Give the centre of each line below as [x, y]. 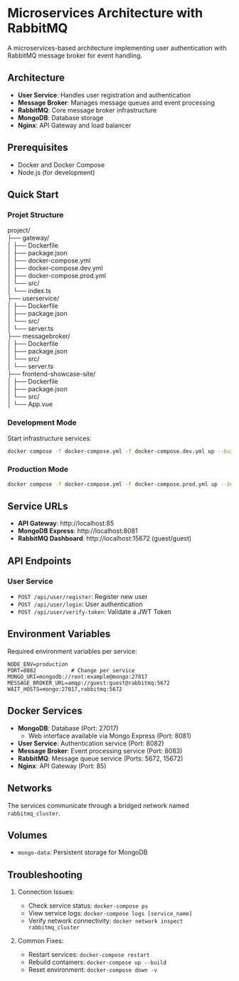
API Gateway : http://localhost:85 [66, 524]
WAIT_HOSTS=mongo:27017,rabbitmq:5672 [65, 689]
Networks [30, 789]
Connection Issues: [46, 892]
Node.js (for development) [56, 172]
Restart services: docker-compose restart [89, 955]
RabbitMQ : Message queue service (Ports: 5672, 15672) [100, 758]
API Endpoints [39, 561]
